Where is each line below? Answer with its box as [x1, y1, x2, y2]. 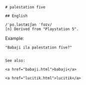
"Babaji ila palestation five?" [5, 45, 72, 50]
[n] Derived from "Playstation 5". [5, 26, 79, 31]
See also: [5, 58, 26, 63]
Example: [5, 35, 24, 41]
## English [5, 13, 28, 18]
